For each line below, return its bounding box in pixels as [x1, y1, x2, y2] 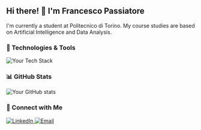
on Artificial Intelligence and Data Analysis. [6, 28, 112, 36]
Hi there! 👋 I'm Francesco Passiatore [6, 6, 145, 16]
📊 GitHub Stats [6, 73, 52, 81]
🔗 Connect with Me [6, 104, 63, 112]
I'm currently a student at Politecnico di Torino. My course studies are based [6, 22, 195, 29]
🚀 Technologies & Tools [6, 43, 76, 52]
